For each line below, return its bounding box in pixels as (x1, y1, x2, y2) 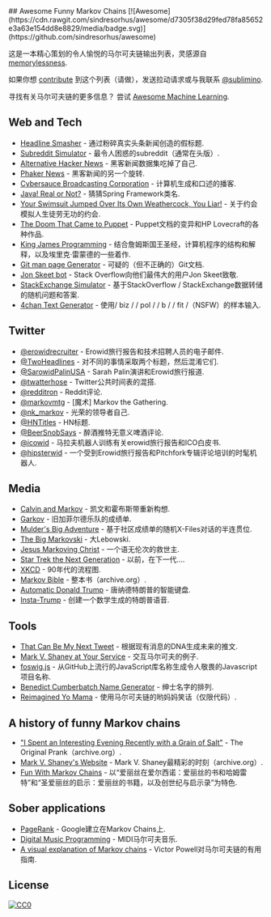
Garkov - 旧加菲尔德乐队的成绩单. (19, 514, 132, 524)
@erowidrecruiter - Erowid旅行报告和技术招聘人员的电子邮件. (19, 346, 224, 356)
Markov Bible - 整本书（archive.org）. (19, 575, 147, 584)
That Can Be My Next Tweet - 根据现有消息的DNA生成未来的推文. (19, 642, 239, 652)
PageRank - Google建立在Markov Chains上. (19, 824, 166, 834)
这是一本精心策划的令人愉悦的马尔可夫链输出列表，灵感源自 (8, 49, 207, 58)
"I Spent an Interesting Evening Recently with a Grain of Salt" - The (19, 738, 243, 748)
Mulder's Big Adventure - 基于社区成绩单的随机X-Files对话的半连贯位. (19, 524, 252, 534)
